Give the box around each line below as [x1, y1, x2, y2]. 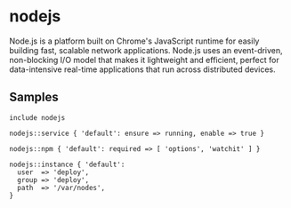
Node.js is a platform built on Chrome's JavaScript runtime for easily [9, 36, 260, 46]
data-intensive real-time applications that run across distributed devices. [9, 64, 276, 75]
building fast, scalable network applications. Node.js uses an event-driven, [9, 44, 283, 55]
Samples [9, 90, 60, 105]
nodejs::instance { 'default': [9, 160, 125, 169]
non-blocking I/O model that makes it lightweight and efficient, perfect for [9, 54, 279, 65]
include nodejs [9, 113, 66, 122]
